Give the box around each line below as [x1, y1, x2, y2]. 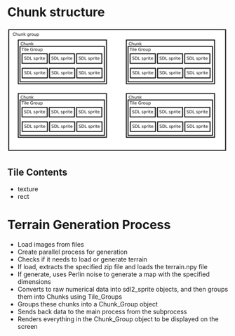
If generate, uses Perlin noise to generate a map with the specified [17, 270, 210, 278]
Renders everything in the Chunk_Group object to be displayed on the [17, 315, 219, 323]
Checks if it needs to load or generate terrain [17, 255, 147, 264]
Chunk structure [7, 4, 105, 20]
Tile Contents [7, 166, 68, 178]
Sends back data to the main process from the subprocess [17, 307, 187, 316]
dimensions [17, 278, 51, 286]
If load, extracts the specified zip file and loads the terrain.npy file [17, 263, 208, 271]
